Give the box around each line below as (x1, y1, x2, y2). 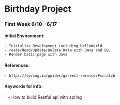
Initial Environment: (4, 33, 45, 38)
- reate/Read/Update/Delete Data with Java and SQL (4, 48, 111, 53)
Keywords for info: (4, 84, 43, 89)
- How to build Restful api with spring (8, 94, 82, 100)
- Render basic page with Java (4, 52, 68, 57)
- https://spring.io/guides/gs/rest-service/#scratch (4, 73, 116, 78)
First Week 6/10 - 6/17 (4, 21, 57, 28)
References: (4, 62, 30, 68)
